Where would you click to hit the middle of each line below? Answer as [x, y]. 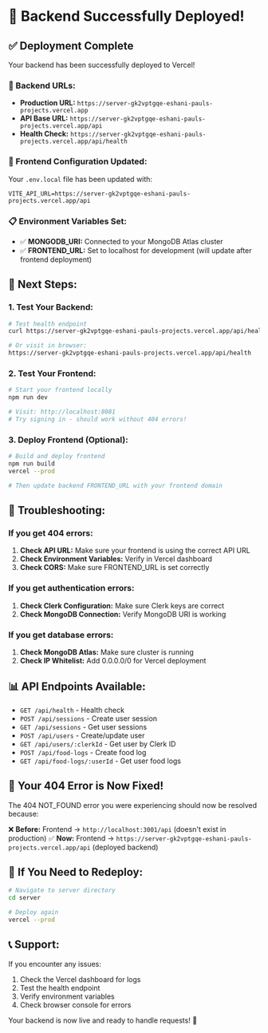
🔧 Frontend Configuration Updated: [78, 161]
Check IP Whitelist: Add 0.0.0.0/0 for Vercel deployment [113, 660]
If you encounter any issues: [55, 964]
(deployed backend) [125, 847]
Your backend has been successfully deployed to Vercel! [102, 65]
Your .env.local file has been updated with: [81, 179]
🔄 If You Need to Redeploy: [76, 872]
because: [24, 813]
